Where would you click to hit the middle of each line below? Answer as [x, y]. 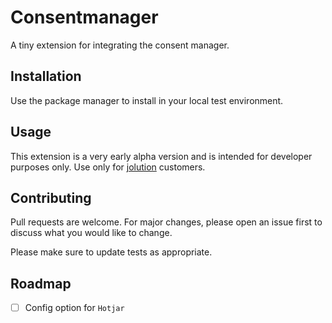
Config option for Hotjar [74, 308]
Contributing [51, 197]
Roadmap [41, 283]
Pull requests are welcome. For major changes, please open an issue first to [166, 222]
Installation [46, 76]
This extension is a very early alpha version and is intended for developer [161, 156]
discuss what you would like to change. [91, 233]
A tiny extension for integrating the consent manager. [120, 45]
